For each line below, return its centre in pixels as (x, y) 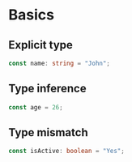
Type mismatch (48, 132)
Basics (32, 15)
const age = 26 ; (36, 107)
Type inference (47, 89)
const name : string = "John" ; (60, 63)
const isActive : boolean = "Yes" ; (67, 151)
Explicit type (40, 45)
